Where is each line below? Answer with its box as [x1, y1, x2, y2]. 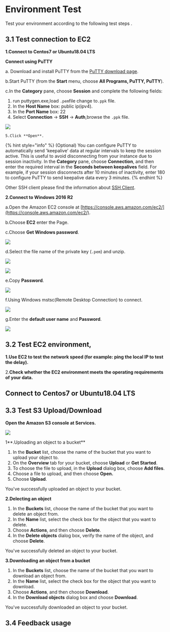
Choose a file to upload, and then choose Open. [12, 471, 114, 477]
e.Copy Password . [5, 277, 44, 283]
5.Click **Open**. [5, 133, 44, 138]
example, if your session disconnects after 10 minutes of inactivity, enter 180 [5, 169, 165, 175]
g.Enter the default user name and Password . [5, 316, 102, 322]
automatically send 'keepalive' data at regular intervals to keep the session [5, 147, 161, 153]
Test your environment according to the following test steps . [5, 20, 132, 26]
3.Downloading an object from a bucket [5, 557, 90, 563]
